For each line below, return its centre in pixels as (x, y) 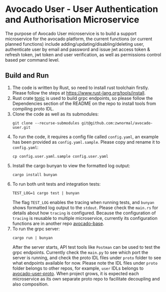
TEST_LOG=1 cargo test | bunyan (46, 193)
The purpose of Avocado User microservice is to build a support (71, 33)
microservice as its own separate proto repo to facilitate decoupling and (86, 279)
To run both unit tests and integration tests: (56, 184)
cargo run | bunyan (33, 238)
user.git (21, 127)
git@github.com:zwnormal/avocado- (117, 123)
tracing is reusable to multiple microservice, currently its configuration (85, 218)
